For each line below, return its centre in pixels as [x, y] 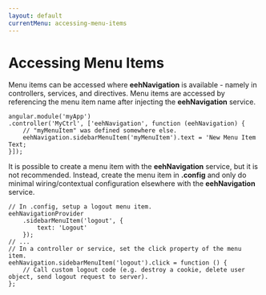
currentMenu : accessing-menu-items [68, 23]
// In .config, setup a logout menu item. [80, 207]
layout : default [35, 16]
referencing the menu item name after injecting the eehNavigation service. [132, 102]
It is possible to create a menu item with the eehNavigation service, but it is [133, 167]
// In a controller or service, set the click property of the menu [125, 249]
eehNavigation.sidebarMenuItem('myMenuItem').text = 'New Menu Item [139, 138]
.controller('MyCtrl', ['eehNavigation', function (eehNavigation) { [127, 124]
